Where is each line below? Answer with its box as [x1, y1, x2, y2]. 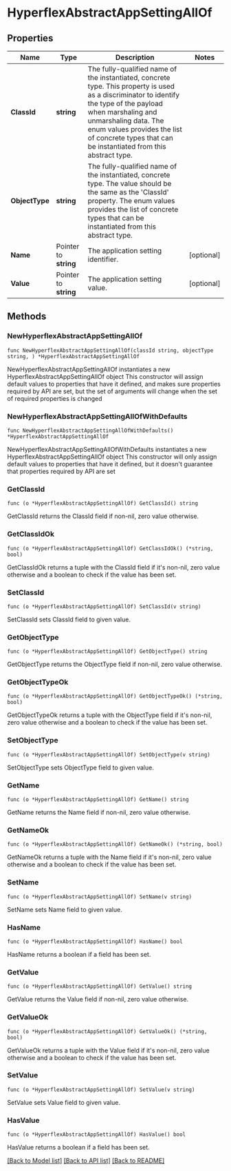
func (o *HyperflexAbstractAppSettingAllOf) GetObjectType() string [7, 648, 208, 655]
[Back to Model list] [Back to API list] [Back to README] [7, 1157, 165, 1165]
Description [115, 53, 155, 62]
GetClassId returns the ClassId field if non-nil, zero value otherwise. [7, 512, 199, 521]
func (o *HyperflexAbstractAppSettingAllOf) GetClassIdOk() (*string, [7, 545, 214, 552]
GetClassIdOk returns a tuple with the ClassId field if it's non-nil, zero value [7, 563, 220, 571]
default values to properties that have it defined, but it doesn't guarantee [7, 459, 213, 468]
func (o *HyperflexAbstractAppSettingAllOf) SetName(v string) [7, 893, 192, 900]
